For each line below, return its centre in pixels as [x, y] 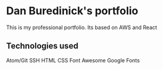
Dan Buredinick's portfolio [72, 11]
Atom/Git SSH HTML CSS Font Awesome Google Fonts [73, 60]
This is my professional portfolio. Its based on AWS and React [82, 27]
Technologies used [42, 46]
